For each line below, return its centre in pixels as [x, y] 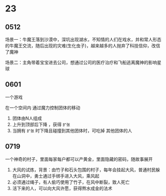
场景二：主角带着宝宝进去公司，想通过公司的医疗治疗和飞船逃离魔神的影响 [81, 62]
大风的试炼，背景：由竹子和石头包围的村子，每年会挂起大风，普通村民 [84, 170]
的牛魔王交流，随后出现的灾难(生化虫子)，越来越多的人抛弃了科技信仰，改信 [83, 46]
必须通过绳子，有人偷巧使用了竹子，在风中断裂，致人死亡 [71, 182]
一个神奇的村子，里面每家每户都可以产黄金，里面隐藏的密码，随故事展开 [79, 159]
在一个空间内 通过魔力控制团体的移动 [43, 108]
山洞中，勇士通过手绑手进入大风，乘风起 [58, 176]
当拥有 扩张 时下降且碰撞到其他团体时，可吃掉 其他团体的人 [72, 131]
